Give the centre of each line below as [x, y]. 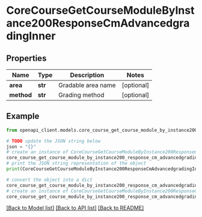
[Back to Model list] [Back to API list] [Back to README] [75, 208]
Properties [26, 58]
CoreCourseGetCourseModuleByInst [100, 11]
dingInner [31, 36]
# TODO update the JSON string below [54, 141]
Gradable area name [87, 85]
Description [87, 75]
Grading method [81, 95]
